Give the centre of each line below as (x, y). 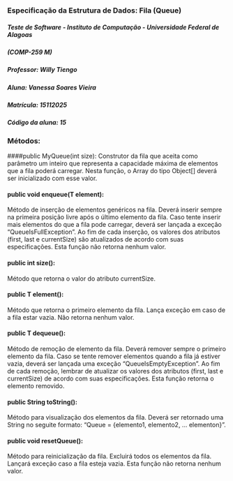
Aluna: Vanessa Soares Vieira (52, 87)
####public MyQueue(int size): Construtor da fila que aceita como (103, 156)
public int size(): (31, 262)
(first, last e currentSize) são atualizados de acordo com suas (96, 239)
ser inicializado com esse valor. (52, 178)
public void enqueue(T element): (56, 194)
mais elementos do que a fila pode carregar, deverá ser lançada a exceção (114, 225)
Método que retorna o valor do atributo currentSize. (81, 279)
